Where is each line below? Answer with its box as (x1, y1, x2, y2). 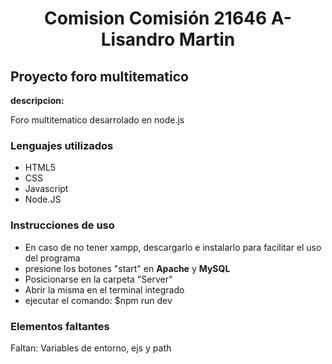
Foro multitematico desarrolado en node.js (10, 114, 185, 126)
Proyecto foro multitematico (10, 68, 189, 85)
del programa (24, 252, 81, 264)
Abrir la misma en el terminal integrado (24, 283, 185, 296)
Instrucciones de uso (10, 218, 115, 232)
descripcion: (10, 95, 65, 106)
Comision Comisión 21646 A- (44, 7, 292, 30)
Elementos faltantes (10, 319, 110, 333)
